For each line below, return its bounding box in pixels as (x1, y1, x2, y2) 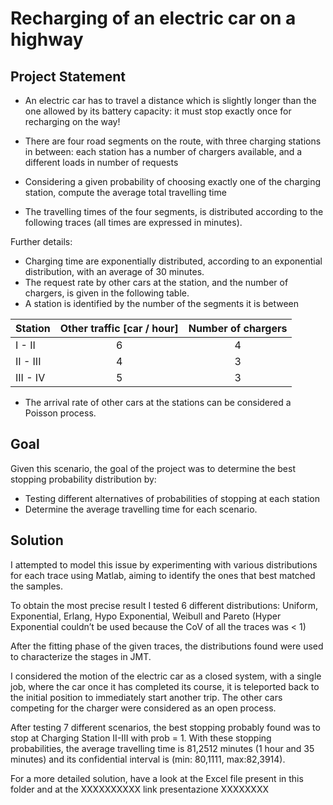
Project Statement (10, 68, 126, 85)
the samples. (10, 580, 64, 592)
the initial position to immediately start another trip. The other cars (10, 691, 283, 703)
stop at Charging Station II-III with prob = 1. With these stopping (10, 732, 272, 744)
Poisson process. (24, 407, 97, 419)
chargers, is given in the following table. (24, 287, 190, 299)
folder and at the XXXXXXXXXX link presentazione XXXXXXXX (10, 783, 269, 795)
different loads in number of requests (24, 157, 179, 168)
